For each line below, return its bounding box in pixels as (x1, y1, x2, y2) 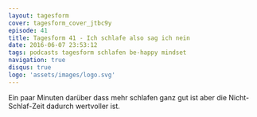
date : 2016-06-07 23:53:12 (8, 41, 98, 49)
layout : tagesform (8, 11, 69, 20)
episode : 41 (8, 26, 48, 34)
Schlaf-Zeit (8, 101, 45, 111)
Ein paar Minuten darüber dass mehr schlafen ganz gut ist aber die (8, 92, 228, 102)
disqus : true (8, 64, 52, 72)
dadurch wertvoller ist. (46, 101, 121, 111)
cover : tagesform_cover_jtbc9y (8, 19, 112, 27)
